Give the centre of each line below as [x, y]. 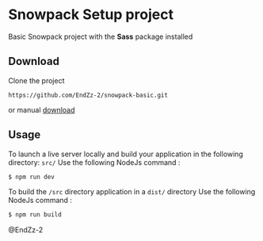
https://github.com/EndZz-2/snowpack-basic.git [88, 95]
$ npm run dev [32, 177]
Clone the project [36, 80]
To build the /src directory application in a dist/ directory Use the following [132, 192]
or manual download [42, 109]
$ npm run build [35, 215]
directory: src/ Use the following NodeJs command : [94, 162]
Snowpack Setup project [91, 15]
